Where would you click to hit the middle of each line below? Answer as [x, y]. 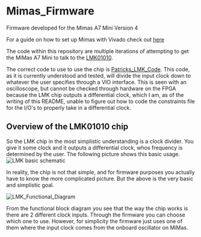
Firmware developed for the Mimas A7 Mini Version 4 [72, 28]
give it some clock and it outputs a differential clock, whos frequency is [94, 147]
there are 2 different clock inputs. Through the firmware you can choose [96, 215]
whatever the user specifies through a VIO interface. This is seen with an [96, 82]
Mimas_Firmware [51, 11]
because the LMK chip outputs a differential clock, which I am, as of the [95, 95]
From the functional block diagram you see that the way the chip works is [97, 208]
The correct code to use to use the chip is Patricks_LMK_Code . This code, [98, 69]
